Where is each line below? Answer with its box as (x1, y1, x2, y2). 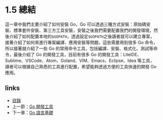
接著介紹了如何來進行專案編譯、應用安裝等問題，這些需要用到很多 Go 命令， (5, 39, 158, 45)
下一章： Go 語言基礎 (12, 109, 53, 115)
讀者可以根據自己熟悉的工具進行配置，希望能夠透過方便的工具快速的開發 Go (5, 63, 157, 69)
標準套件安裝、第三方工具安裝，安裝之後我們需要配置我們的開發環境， (13, 27, 154, 33)
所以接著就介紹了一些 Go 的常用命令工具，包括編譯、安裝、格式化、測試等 (5, 45, 154, 51)
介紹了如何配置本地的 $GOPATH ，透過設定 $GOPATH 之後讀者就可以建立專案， (9, 33, 155, 39)
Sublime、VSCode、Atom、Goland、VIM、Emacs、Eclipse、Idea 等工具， (5, 58, 155, 63)
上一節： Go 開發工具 (12, 104, 53, 109)
